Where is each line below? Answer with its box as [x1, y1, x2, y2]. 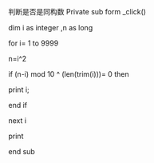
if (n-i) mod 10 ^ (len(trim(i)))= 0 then [8, 70, 129, 78]
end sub [8, 147, 36, 156]
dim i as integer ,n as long [8, 23, 93, 32]
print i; [8, 85, 30, 94]
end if [8, 101, 28, 109]
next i [8, 116, 26, 125]
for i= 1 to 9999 [8, 38, 59, 48]
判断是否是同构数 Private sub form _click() [8, 7, 146, 16]
